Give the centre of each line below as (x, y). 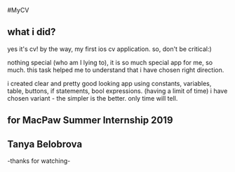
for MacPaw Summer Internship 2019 (90, 121)
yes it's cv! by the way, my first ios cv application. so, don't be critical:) (109, 49)
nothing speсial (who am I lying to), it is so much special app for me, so (110, 62)
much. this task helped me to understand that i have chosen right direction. (116, 70)
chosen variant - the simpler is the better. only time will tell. (93, 98)
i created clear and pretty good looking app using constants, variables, (109, 83)
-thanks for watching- (39, 161)
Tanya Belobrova (45, 144)
